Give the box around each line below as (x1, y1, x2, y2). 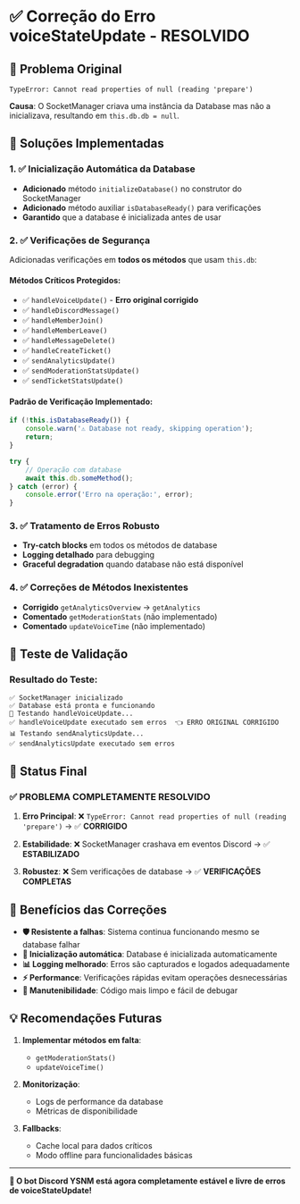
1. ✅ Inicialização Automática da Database (9, 163, 196, 175)
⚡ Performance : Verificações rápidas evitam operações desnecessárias (21, 972, 287, 982)
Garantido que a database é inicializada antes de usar (21, 212, 221, 223)
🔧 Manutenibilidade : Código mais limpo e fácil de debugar (21, 985, 238, 996)
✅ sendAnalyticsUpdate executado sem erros (9, 739, 176, 748)
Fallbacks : (21, 1123, 62, 1133)
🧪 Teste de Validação (9, 646, 129, 662)
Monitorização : (21, 1079, 80, 1090)
